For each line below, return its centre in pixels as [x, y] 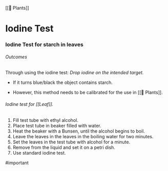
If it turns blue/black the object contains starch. [62, 82]
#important [17, 163]
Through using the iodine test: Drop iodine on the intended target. [75, 73]
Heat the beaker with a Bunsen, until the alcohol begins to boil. [79, 131]
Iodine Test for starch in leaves [44, 45]
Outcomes [16, 57]
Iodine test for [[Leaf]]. [29, 104]
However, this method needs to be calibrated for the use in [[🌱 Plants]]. [88, 93]
